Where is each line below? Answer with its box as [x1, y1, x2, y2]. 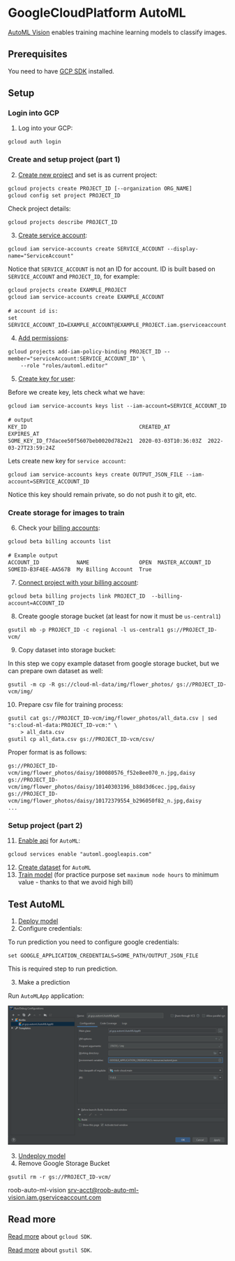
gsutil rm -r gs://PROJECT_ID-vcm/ [8, 1174, 112, 1181]
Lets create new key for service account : [8, 456, 126, 465]
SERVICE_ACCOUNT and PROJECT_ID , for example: [8, 272, 140, 281]
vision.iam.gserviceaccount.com [8, 1193, 102, 1202]
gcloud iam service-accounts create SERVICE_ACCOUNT [8, 245, 165, 253]
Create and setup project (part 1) [8, 155, 121, 164]
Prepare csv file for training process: [17, 700, 123, 709]
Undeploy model [17, 1152, 66, 1160]
